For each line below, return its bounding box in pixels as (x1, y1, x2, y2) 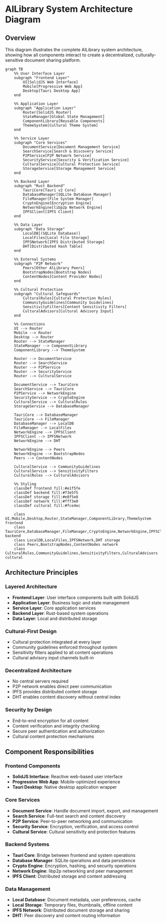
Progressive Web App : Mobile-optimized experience (12, 779, 121, 785)
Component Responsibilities (5, 747, 94, 756)
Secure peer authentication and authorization (12, 728, 105, 734)
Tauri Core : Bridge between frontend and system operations (12, 852, 136, 858)
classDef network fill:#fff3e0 (14, 499, 79, 504)
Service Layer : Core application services (12, 605, 96, 611)
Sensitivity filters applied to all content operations (12, 649, 114, 655)
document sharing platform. (24, 57, 81, 63)
